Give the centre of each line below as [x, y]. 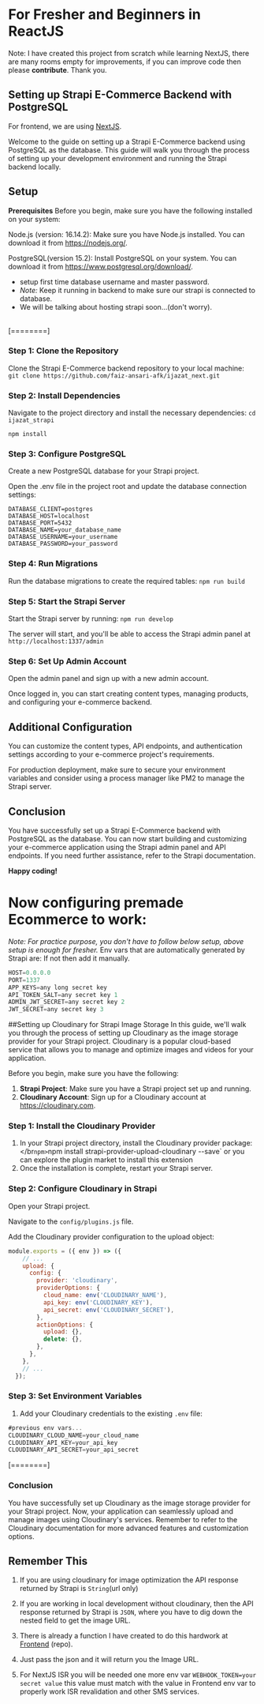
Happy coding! [33, 871]
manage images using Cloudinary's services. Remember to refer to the [123, 1519]
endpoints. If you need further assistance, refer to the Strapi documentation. [132, 856]
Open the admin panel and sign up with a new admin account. [108, 679]
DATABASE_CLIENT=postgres [50, 510]
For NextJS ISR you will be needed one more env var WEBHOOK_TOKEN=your [138, 1675]
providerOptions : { [69, 1288]
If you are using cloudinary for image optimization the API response [129, 1580]
